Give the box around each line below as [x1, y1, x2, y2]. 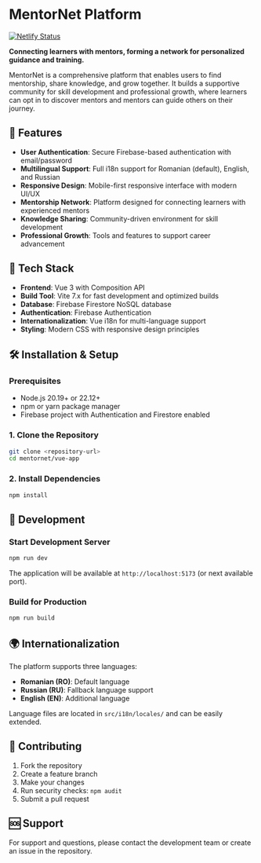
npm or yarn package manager [20, 402, 121, 411]
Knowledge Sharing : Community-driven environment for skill [20, 214, 219, 223]
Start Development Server [9, 536, 111, 547]
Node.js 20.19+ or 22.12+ [20, 393, 101, 403]
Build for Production [9, 596, 87, 607]
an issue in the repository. [9, 846, 92, 855]
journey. [9, 104, 35, 113]
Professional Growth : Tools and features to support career [20, 230, 211, 240]
